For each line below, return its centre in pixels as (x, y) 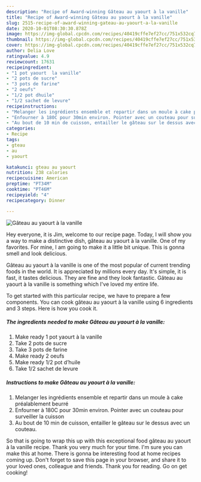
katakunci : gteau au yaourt (41, 167)
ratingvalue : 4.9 (28, 56)
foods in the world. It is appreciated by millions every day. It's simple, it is (96, 271)
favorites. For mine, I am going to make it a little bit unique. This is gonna (95, 247)
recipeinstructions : (32, 106)
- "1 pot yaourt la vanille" (44, 73)
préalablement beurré (42, 404)
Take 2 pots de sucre (41, 343)
